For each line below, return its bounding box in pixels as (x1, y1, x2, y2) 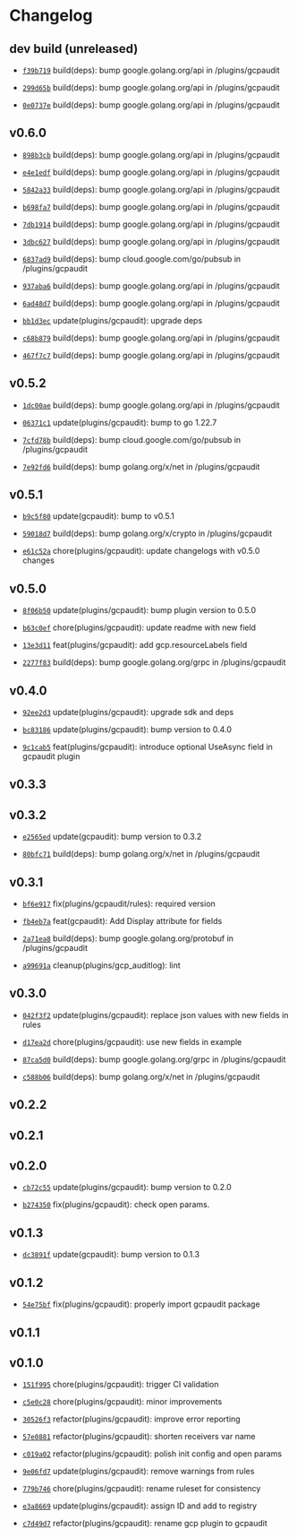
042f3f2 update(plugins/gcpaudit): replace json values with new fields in (21, 1009, 289, 1020)
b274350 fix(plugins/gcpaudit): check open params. (21, 1199, 210, 1210)
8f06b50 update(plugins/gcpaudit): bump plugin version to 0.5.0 (21, 605, 257, 616)
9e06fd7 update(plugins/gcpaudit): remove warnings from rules (21, 1466, 255, 1477)
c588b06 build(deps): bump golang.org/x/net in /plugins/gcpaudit (21, 1071, 260, 1082)
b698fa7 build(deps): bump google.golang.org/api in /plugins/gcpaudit (21, 201, 280, 212)
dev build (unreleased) (9, 41, 139, 56)
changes (21, 555, 55, 566)
